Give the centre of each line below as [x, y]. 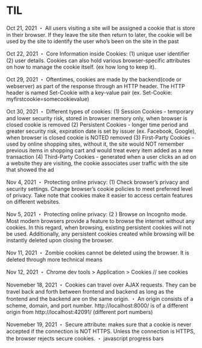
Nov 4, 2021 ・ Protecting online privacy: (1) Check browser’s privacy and [98, 182]
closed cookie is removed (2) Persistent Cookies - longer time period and [97, 124]
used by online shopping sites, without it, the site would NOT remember [95, 144]
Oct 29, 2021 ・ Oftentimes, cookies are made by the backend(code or [94, 79]
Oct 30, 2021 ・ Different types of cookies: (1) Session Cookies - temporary [100, 111]
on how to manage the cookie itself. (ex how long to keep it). [81, 66]
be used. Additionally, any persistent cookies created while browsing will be [100, 234]
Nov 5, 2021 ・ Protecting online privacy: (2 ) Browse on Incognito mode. [97, 214]
